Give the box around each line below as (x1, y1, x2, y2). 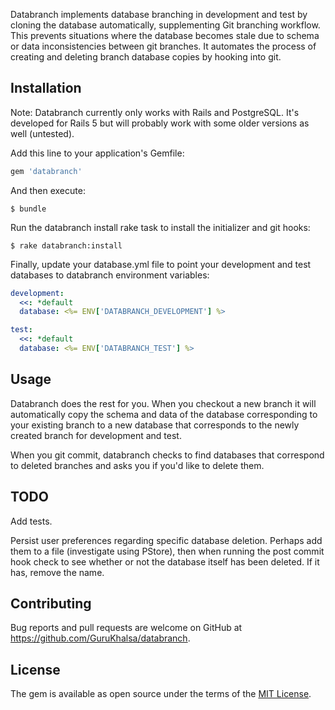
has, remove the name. (10, 566, 105, 578)
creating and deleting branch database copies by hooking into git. (10, 51, 282, 63)
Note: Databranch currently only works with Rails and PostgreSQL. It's (10, 106, 300, 118)
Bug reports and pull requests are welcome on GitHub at (10, 622, 243, 634)
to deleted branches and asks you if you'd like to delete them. (10, 459, 265, 471)
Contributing (10, 595, 92, 612)
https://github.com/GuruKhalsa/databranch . (10, 632, 191, 644)
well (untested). (10, 127, 75, 139)
